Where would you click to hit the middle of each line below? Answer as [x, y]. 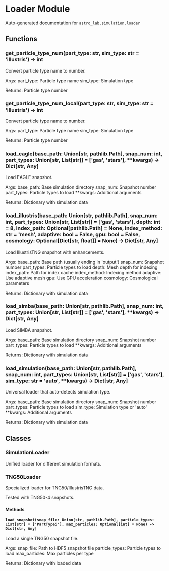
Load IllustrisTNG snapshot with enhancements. [55, 252]
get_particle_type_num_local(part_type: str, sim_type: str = [79, 103]
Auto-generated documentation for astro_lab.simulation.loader [73, 23]
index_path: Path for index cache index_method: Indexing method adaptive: [83, 272]
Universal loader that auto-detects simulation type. [58, 392]
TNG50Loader [23, 477]
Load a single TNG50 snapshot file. [42, 539]
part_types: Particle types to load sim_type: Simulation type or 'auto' [76, 407]
